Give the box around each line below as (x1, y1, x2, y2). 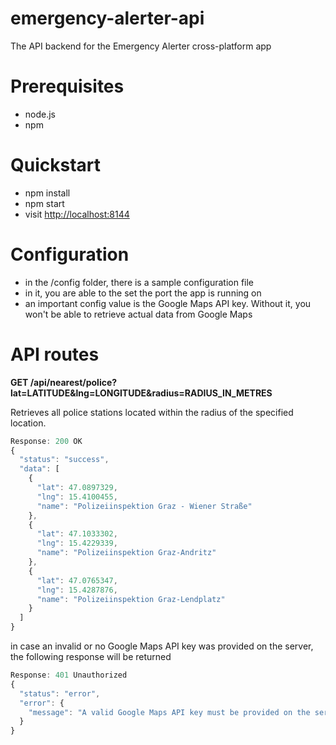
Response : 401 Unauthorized (10, 670, 128, 681)
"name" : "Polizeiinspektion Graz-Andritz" (36, 548, 217, 558)
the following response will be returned (10, 651, 172, 663)
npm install (24, 187, 71, 199)
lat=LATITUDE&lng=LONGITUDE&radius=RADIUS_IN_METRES (10, 387, 273, 399)
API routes (10, 343, 100, 366)
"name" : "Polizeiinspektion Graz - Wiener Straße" (36, 501, 253, 511)
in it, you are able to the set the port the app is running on (24, 287, 262, 299)
